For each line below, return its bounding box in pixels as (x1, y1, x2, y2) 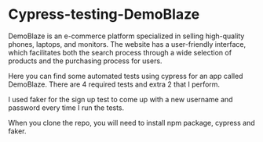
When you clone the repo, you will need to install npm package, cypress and (8, 118, 255, 127)
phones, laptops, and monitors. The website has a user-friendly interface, (8, 39, 247, 48)
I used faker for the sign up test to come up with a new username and (8, 94, 233, 104)
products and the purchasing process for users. (8, 56, 163, 66)
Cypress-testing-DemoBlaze (8, 5, 200, 23)
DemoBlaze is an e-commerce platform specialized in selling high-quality (8, 31, 245, 41)
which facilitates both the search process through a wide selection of (8, 48, 232, 57)
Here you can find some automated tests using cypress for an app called (8, 71, 243, 80)
